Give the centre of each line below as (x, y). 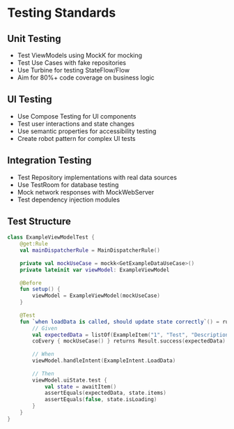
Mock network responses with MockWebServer (86, 192)
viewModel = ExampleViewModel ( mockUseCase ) (96, 296)
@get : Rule (34, 244)
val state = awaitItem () (80, 386)
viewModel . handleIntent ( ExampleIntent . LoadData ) (104, 361)
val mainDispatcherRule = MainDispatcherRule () (90, 250)
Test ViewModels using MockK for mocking (80, 55)
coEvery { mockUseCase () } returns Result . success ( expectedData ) (129, 341)
